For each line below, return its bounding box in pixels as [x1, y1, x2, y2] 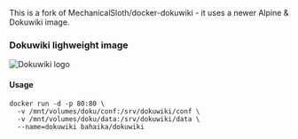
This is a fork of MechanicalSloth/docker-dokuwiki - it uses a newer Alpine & [9, 8, 289, 18]
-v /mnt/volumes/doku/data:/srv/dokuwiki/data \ [17, 114, 200, 123]
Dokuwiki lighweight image [9, 39, 129, 51]
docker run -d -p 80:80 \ [9, 99, 105, 108]
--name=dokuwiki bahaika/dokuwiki [17, 122, 145, 131]
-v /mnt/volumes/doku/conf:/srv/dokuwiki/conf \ [17, 106, 200, 116]
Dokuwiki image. [9, 17, 70, 27]
